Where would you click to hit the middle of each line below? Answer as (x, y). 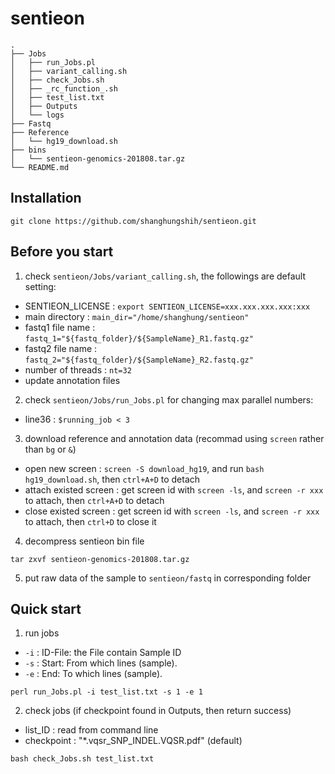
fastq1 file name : (60, 327)
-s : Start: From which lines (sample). (101, 663)
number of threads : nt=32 (78, 369)
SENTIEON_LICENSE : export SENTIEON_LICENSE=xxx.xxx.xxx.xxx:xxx (167, 306)
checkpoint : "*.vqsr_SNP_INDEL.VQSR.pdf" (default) (133, 741)
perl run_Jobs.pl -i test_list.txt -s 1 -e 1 (106, 692)
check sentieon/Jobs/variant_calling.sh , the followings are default (165, 276)
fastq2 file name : (61, 348)
